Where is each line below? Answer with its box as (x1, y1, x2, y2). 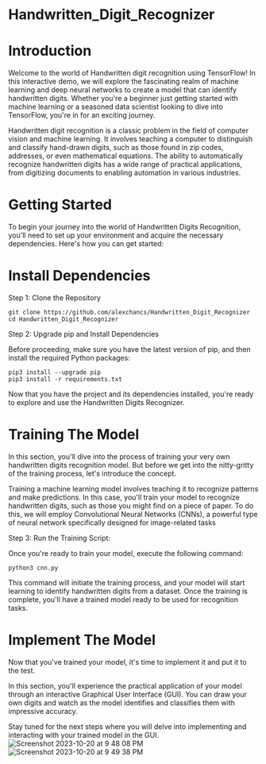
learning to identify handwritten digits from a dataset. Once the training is (8, 586, 249, 596)
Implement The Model (8, 631, 156, 649)
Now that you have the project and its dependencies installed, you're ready (8, 389, 254, 399)
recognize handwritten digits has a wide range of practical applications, (8, 160, 243, 169)
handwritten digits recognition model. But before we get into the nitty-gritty (8, 460, 254, 469)
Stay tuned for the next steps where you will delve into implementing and (8, 721, 247, 731)
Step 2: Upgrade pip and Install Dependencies (8, 330, 159, 338)
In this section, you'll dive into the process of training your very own (8, 451, 230, 461)
